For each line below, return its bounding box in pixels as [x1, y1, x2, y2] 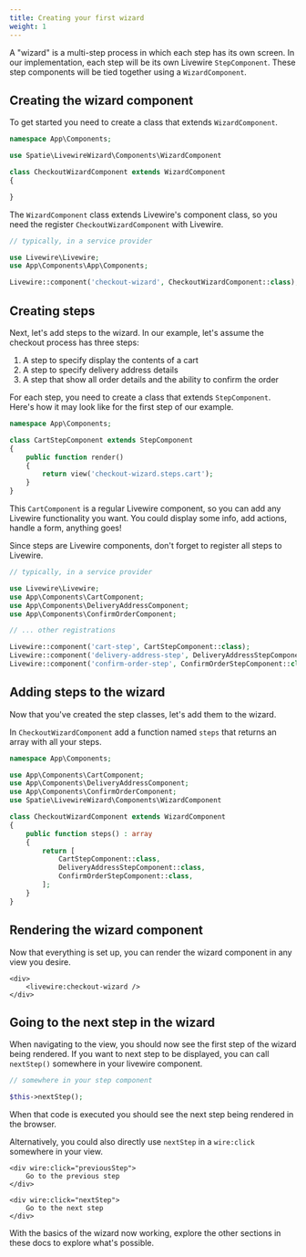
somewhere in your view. [9, 1147, 103, 1157]
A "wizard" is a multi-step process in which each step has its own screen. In [9, 47, 295, 58]
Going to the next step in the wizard [9, 1014, 216, 1030]
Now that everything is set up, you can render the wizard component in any [9, 947, 293, 958]
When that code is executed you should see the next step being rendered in [9, 1109, 294, 1120]
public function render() [25, 453, 125, 462]
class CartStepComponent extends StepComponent [9, 435, 194, 445]
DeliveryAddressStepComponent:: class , [57, 864, 206, 873]
